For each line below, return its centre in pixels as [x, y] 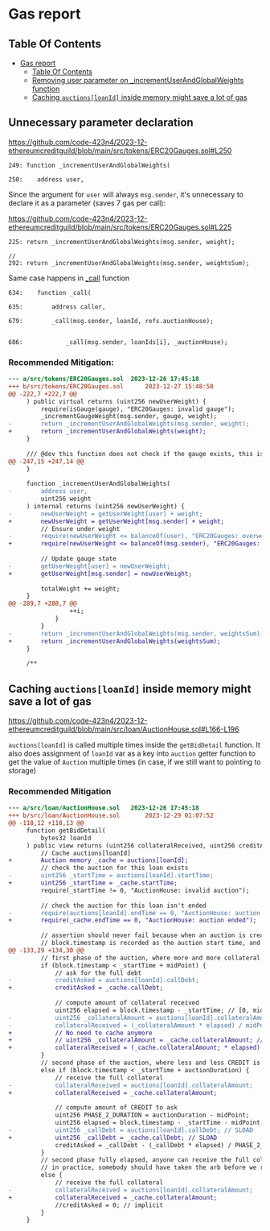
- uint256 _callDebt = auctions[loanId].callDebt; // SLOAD [131, 1130]
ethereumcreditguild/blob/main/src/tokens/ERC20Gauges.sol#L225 [120, 227]
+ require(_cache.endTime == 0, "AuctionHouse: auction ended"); [133, 920]
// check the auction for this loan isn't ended [123, 906]
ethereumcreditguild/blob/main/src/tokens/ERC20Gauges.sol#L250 [120, 151]
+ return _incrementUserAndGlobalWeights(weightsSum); [115, 641]
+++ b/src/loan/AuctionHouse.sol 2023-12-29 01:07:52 [111, 816]
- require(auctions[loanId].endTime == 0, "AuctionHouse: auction [135, 913]
